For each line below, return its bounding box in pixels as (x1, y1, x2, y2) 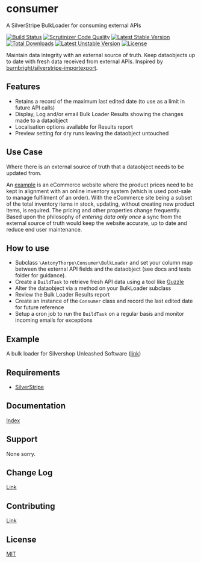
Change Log (6, 468, 53, 478)
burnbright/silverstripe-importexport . (6, 64, 98, 71)
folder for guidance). (14, 272, 66, 279)
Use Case (6, 147, 43, 158)
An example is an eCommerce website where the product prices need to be (6, 181, 194, 188)
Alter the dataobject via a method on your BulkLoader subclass (14, 285, 172, 292)
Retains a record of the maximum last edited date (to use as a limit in (14, 97, 185, 105)
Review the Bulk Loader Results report (14, 291, 110, 298)
